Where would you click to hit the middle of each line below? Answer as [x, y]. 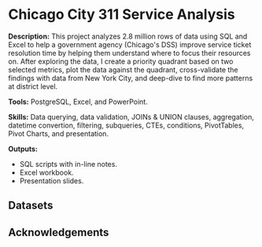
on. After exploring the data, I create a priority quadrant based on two [121, 61]
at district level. [33, 86]
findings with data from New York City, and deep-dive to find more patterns [131, 78]
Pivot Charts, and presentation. [58, 133]
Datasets [31, 206]
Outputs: [23, 149]
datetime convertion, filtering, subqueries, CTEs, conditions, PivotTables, [126, 125]
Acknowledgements [59, 232]
